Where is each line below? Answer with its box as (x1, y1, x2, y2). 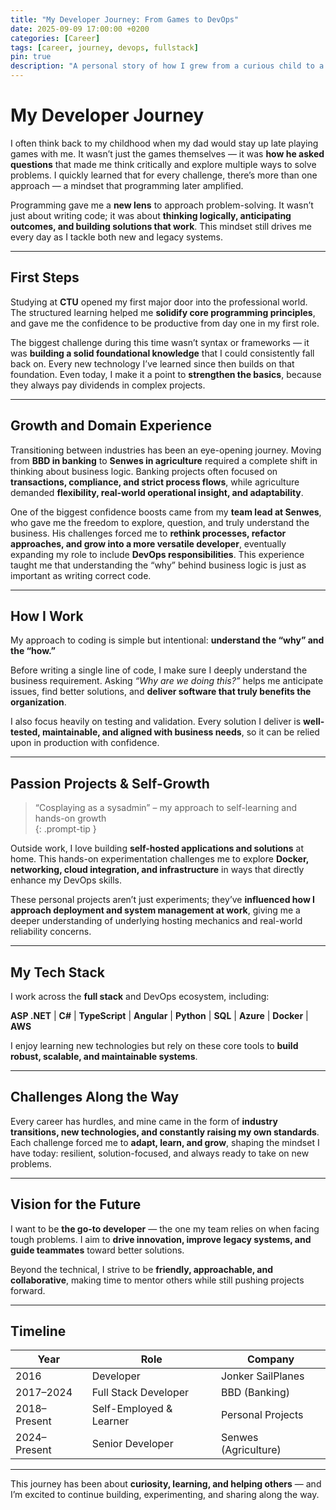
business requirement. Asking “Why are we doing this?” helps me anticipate (10, 675, 324, 687)
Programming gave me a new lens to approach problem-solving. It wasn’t (10, 199, 314, 211)
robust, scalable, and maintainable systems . (10, 1051, 198, 1062)
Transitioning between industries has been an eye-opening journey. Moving (10, 444, 322, 456)
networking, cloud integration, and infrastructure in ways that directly (10, 864, 305, 876)
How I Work (10, 607, 84, 625)
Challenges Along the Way (10, 1089, 180, 1106)
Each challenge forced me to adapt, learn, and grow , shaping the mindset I (10, 1136, 320, 1148)
